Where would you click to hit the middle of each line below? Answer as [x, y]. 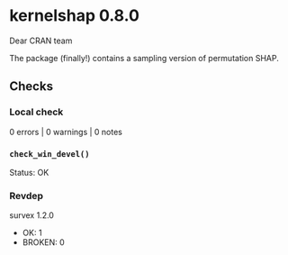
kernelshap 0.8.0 [74, 16]
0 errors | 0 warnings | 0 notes [66, 132]
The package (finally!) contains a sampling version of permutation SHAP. [144, 58]
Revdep [26, 196]
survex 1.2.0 [31, 215]
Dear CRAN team [41, 41]
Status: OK [29, 172]
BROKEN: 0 [43, 242]
